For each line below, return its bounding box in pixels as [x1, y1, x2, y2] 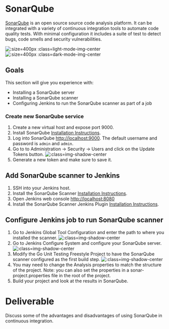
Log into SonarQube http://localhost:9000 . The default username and [12, 135, 158, 141]
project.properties [12, 272, 51, 278]
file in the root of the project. [51, 272, 111, 278]
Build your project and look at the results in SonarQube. [12, 278, 129, 284]
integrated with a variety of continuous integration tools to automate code [5, 25, 159, 31]
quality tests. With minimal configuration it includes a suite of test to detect [5, 30, 161, 37]
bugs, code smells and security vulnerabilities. [5, 36, 102, 42]
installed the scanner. [12, 235, 58, 241]
